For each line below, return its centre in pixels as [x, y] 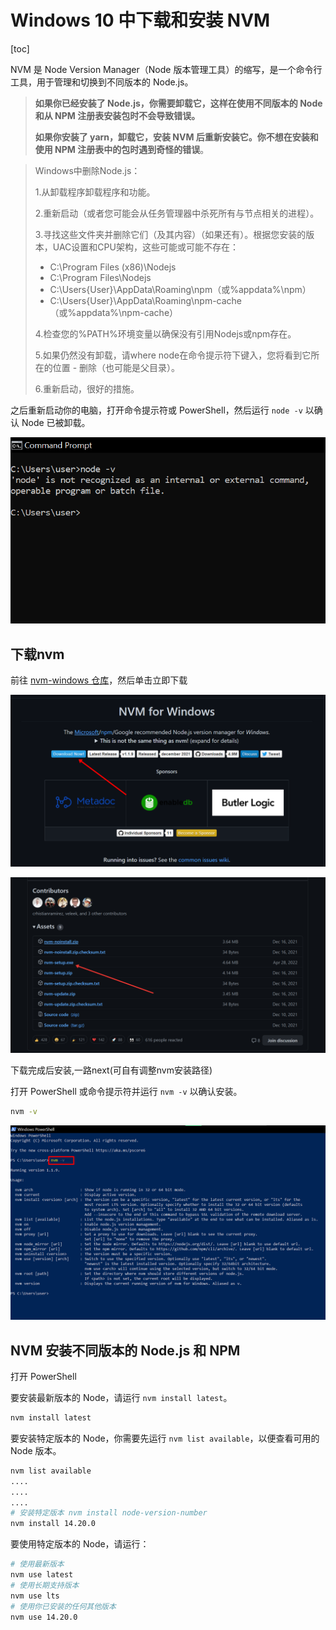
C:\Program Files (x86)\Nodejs [113, 267]
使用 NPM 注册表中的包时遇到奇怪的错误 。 [122, 149]
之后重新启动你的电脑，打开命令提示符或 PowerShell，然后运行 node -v [156, 410]
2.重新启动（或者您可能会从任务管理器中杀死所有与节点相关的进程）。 [177, 213]
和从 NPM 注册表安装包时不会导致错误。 [117, 115]
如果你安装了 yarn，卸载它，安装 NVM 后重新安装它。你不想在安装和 [176, 137]
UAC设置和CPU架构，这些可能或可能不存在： [145, 247]
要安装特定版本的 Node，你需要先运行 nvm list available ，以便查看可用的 [165, 1438]
